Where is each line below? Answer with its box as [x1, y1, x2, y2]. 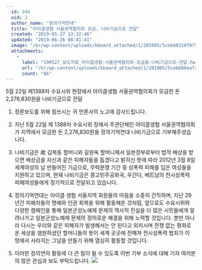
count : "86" [21, 71, 52, 77]
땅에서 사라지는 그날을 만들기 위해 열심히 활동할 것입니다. [14, 237, 148, 244]
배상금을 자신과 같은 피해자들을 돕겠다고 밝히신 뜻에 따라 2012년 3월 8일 [25, 156, 195, 163]
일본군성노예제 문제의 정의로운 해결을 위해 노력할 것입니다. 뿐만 [35, 215, 184, 222]
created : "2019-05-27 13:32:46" [11, 31, 93, 37]
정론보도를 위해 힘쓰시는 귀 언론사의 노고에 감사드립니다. [14, 108, 147, 115]
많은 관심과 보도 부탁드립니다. [21, 257, 90, 265]
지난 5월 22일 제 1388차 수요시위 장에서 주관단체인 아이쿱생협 [14, 121, 160, 128]
